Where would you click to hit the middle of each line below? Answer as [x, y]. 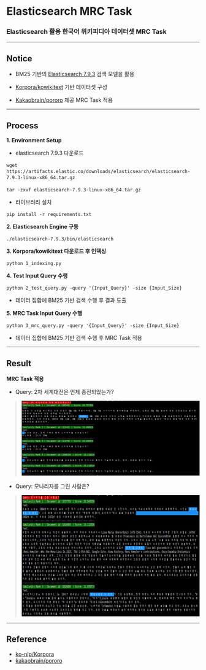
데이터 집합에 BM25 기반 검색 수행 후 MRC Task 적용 [78, 338]
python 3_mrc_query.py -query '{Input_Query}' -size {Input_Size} [93, 326]
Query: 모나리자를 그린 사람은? [52, 486]
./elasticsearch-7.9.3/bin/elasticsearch [60, 239]
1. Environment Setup [34, 141]
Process [22, 125]
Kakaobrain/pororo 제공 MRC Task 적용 [64, 100]
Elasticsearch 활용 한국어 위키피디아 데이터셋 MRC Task [86, 32]
